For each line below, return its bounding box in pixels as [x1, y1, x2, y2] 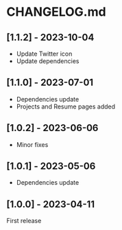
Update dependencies [16, 57, 80, 65]
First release [6, 217, 42, 225]
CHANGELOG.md [6, 4, 107, 20]
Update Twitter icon [16, 49, 73, 58]
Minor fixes [16, 140, 49, 148]
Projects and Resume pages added [16, 102, 116, 111]
